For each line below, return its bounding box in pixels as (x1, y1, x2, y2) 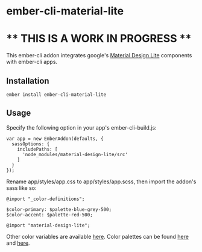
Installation (6, 75, 49, 86)
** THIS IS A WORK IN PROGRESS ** (6, 32, 192, 46)
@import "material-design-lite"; (6, 222, 90, 228)
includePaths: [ (17, 146, 58, 152)
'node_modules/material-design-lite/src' (22, 151, 128, 157)
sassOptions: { (11, 140, 50, 147)
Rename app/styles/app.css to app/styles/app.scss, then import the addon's (6, 178, 197, 185)
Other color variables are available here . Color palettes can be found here (6, 233, 189, 240)
